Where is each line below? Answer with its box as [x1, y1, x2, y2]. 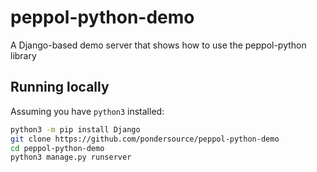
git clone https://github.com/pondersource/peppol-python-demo [10, 134, 280, 144]
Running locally [10, 79, 110, 96]
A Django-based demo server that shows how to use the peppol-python [10, 39, 307, 51]
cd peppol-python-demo [10, 143, 105, 153]
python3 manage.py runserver [10, 152, 132, 163]
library [10, 49, 37, 61]
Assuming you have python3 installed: [10, 105, 165, 117]
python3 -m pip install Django [10, 124, 141, 135]
